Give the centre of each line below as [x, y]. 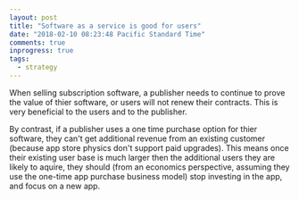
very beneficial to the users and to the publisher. [98, 112]
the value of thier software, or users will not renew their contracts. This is [144, 102]
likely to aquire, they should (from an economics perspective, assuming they [149, 167]
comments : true [37, 42]
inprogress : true [42, 51]
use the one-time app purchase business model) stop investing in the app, [146, 176]
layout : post [33, 17]
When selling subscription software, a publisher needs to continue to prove [147, 92]
